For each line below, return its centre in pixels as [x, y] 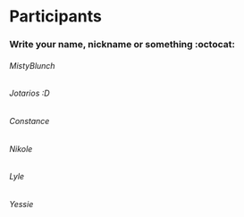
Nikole [21, 148]
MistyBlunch [32, 65]
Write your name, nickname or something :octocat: [122, 45]
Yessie [21, 204]
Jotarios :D [30, 93]
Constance [29, 121]
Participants [56, 17]
